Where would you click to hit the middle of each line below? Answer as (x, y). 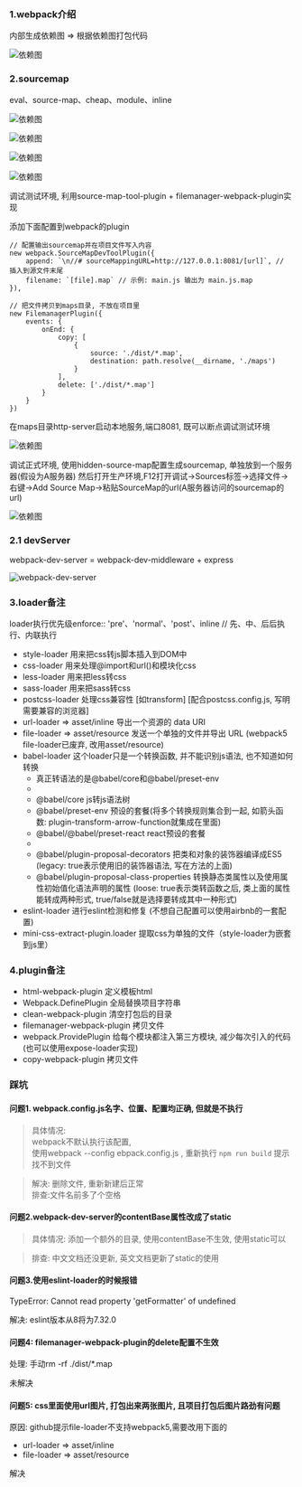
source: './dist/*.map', (136, 353)
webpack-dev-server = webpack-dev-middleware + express (122, 560)
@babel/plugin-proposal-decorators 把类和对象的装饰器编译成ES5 (159, 854)
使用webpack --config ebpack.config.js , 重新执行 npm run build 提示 (160, 1153)
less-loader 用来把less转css (74, 677)
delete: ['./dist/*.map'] (106, 385)
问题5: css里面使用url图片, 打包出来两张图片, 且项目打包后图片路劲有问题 (145, 1405)
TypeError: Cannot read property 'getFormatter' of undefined (123, 1301)
